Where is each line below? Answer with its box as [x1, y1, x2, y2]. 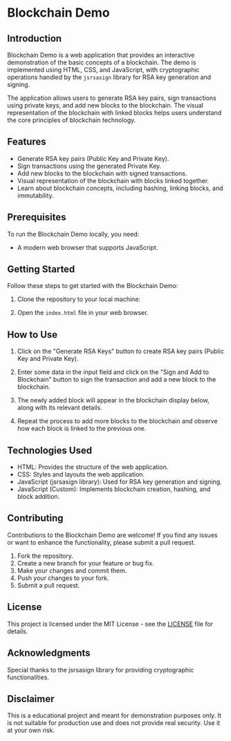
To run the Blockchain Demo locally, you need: [7, 230, 140, 238]
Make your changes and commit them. [17, 566, 127, 574]
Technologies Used [7, 444, 92, 456]
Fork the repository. [17, 552, 74, 560]
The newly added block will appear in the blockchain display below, [17, 396, 210, 404]
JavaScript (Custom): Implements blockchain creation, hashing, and [17, 485, 211, 493]
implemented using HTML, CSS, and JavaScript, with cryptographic [7, 66, 200, 74]
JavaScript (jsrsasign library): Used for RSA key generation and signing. [17, 477, 223, 486]
